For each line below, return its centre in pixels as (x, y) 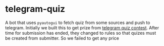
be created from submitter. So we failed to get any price (62, 38)
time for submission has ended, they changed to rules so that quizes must (81, 33)
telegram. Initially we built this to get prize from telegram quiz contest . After (82, 27)
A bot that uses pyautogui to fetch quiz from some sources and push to (78, 23)
